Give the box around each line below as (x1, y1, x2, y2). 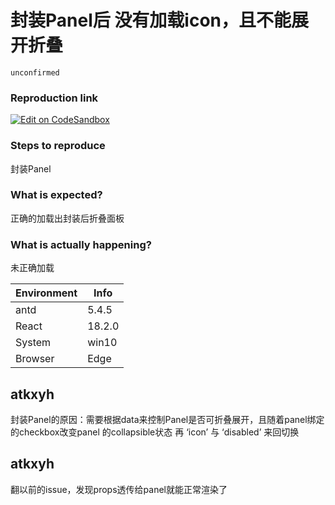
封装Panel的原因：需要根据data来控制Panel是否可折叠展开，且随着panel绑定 (10, 413, 325, 425)
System (15, 336, 52, 350)
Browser (15, 352, 55, 366)
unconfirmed (10, 67, 60, 78)
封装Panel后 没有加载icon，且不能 (10, 9, 292, 32)
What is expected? (10, 188, 103, 202)
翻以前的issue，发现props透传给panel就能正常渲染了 (10, 483, 228, 495)
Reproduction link (10, 91, 99, 105)
